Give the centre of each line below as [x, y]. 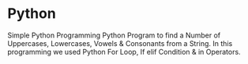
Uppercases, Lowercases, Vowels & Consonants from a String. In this [120, 43]
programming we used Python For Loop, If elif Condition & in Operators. [124, 52]
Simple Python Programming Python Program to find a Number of [114, 35]
